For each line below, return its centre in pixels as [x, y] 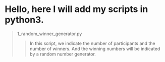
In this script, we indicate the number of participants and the [92, 43]
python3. [24, 20]
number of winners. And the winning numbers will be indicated [95, 48]
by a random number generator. [63, 54]
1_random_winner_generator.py [49, 33]
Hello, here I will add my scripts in [76, 9]
